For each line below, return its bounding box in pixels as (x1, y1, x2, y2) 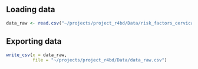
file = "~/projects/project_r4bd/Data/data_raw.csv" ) (32, 57, 167, 63)
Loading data (6, 5, 55, 15)
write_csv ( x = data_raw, (6, 52, 67, 58)
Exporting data (6, 36, 62, 46)
